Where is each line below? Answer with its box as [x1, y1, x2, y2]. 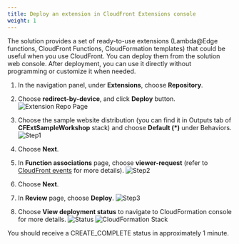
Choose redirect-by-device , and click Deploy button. [17, 94, 176, 103]
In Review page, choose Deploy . [17, 193, 114, 202]
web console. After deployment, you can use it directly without [7, 59, 192, 68]
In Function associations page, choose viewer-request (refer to [17, 158, 208, 167]
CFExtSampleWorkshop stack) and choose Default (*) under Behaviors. [17, 123, 232, 132]
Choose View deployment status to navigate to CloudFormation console [17, 207, 232, 216]
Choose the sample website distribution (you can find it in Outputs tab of [17, 115, 232, 124]
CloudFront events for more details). [17, 166, 125, 174]
